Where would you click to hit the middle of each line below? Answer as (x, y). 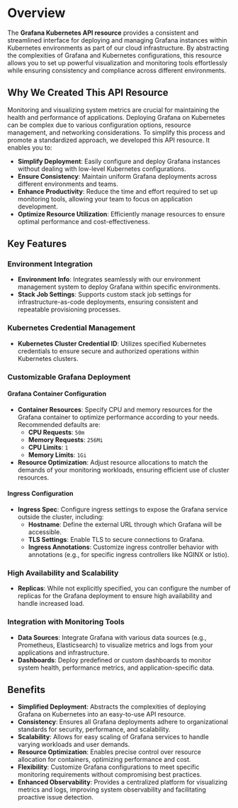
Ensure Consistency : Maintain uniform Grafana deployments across (117, 176)
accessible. (45, 532)
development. (38, 206)
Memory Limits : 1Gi (57, 455)
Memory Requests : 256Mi (66, 439)
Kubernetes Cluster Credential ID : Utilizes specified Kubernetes (112, 343)
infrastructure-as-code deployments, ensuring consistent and (108, 302)
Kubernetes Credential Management (72, 328)
